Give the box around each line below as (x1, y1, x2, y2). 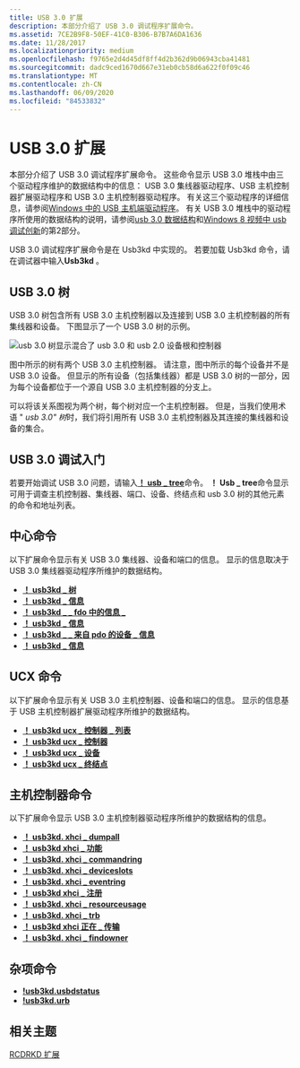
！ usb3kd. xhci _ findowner (21, 933, 128, 943)
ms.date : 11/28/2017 (9, 38, 87, 48)
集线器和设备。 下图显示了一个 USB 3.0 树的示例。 (9, 321, 195, 332)
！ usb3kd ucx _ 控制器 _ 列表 (21, 725, 132, 735)
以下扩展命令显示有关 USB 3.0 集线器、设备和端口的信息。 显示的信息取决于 (9, 553, 289, 565)
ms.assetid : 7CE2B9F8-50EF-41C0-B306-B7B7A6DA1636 (9, 30, 202, 39)
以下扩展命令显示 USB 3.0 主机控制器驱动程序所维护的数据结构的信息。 (9, 812, 271, 823)
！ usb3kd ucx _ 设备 (21, 747, 100, 758)
